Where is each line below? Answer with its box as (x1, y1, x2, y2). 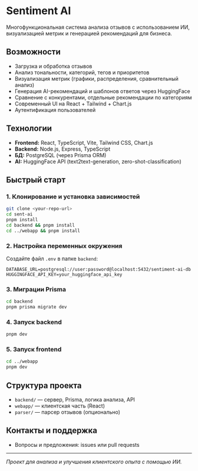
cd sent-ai (6, 211, 33, 217)
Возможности (6, 47, 61, 57)
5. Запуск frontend (6, 346, 62, 354)
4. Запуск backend (6, 318, 62, 326)
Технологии (6, 124, 52, 134)
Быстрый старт (6, 175, 66, 185)
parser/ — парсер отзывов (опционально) (14, 409, 121, 416)
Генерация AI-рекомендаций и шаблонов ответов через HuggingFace (14, 87, 190, 95)
